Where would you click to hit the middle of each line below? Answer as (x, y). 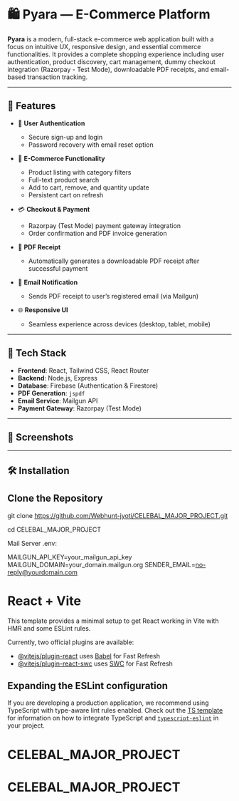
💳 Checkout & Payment (54, 209)
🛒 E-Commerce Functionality (61, 158)
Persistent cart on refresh (66, 195)
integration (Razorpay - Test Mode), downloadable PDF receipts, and (108, 69)
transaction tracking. (58, 77)
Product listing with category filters (80, 172)
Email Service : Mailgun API (58, 400)
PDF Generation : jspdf (51, 393)
